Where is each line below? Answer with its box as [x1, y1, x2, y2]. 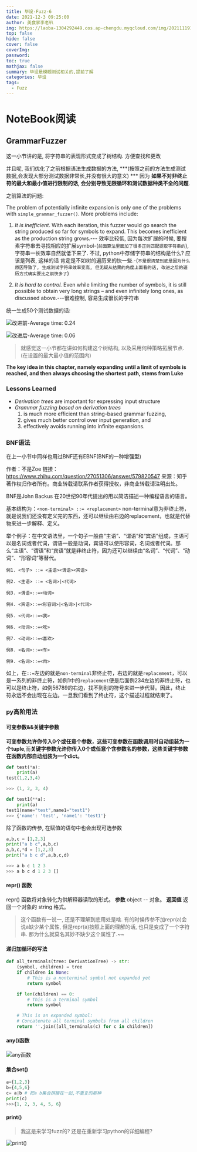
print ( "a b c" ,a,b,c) [6, 841, 59, 847]
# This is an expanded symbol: [16, 1013, 93, 1018]
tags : [6, 80, 19, 86]
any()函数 [6, 1037, 30, 1044]
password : [6, 52, 30, 58]
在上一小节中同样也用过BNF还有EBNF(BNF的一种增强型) [6, 453, 142, 460]
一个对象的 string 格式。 [11, 904, 69, 911]
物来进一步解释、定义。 [6, 520, 63, 527]
